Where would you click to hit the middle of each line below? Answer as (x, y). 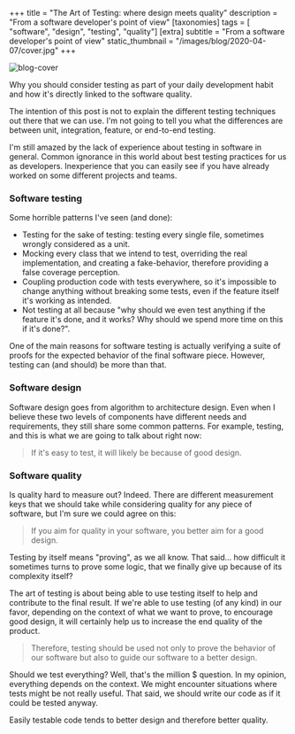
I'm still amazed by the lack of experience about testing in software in (136, 147)
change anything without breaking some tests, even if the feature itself (151, 291)
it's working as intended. (67, 301)
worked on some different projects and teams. (93, 175)
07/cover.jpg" (34, 50)
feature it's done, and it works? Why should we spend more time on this (152, 320)
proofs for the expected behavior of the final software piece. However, (137, 355)
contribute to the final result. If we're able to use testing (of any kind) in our (146, 602)
